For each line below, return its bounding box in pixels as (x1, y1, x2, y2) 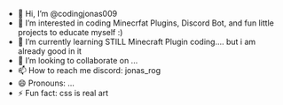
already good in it (17, 46, 83, 56)
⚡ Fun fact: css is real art (17, 88, 109, 98)
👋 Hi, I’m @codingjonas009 (17, 9, 118, 19)
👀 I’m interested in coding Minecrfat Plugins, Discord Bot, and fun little (17, 18, 275, 28)
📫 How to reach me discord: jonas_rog (17, 65, 161, 75)
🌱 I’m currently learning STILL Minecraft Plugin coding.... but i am (17, 36, 256, 47)
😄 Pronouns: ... (17, 78, 75, 88)
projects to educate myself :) (17, 27, 123, 37)
